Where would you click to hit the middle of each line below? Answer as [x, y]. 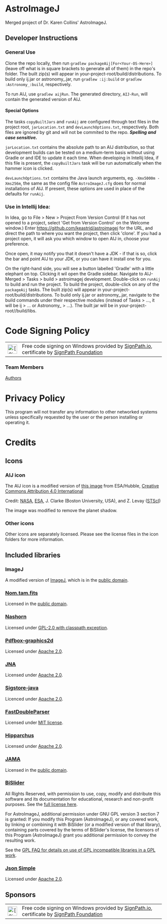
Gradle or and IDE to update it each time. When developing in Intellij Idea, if [82, 158]
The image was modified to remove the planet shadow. [61, 511]
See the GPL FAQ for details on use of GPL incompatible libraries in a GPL [80, 850]
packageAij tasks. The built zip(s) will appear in [53, 290]
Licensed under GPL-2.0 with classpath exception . [57, 627]
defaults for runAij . [25, 194]
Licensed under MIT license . [34, 722]
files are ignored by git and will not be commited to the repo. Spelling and [81, 132]
